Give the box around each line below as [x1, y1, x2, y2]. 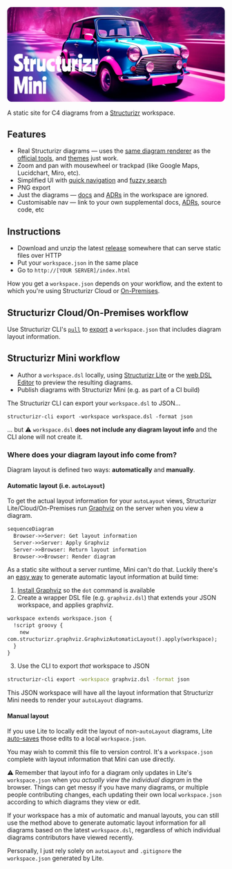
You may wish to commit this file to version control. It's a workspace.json [7, 748, 213, 756]
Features [7, 128, 46, 140]
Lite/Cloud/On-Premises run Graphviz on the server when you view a [7, 504, 204, 512]
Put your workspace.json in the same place [17, 259, 139, 267]
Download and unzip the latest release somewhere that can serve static [17, 244, 221, 252]
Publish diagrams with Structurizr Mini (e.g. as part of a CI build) [17, 385, 200, 393]
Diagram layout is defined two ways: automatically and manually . [7, 466, 195, 474]
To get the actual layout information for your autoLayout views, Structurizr [7, 497, 217, 505]
